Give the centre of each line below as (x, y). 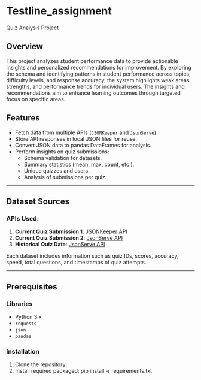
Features (23, 118)
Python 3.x (28, 316)
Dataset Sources (38, 201)
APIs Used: (23, 218)
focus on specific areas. (36, 99)
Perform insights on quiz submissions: (62, 152)
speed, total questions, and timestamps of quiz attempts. (76, 263)
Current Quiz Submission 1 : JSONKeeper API (71, 231)
